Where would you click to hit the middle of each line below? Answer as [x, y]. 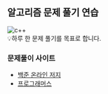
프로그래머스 [35, 83]
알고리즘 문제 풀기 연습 [53, 13]
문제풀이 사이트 [32, 58]
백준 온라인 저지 [39, 75]
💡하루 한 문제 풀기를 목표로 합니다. [54, 38]
